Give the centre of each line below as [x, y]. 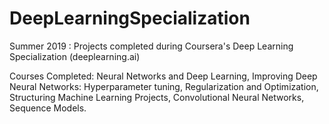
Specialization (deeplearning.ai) [75, 56]
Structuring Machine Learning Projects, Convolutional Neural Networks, [157, 97]
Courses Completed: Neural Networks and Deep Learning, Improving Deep [163, 76]
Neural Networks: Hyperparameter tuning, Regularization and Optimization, [164, 86]
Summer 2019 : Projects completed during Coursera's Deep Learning [151, 46]
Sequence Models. [48, 108]
